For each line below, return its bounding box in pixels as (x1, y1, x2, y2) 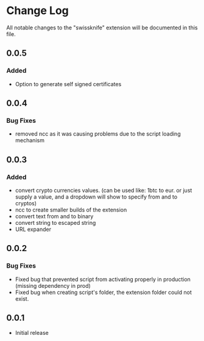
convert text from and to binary (15, 213, 94, 220)
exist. (15, 295, 29, 302)
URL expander (15, 226, 52, 233)
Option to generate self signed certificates (15, 80, 122, 87)
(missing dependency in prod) (15, 282, 91, 289)
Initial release (15, 329, 49, 336)
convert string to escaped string (15, 219, 96, 226)
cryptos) (15, 200, 37, 207)
